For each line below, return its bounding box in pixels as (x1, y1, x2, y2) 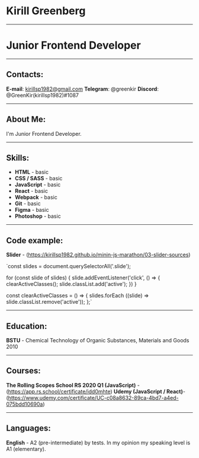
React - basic (14, 187, 49, 195)
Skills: (6, 152, 30, 163)
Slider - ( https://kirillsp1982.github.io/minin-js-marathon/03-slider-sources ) (6, 251, 191, 259)
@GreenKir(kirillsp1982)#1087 (6, 91, 79, 98)
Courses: (6, 366, 41, 376)
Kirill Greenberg (6, 4, 86, 18)
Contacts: (6, 69, 44, 79)
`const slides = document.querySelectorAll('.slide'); (6, 263, 131, 270)
